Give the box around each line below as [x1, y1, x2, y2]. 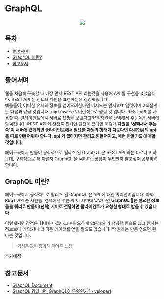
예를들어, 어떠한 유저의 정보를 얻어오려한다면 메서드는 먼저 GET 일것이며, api [5, 102, 150, 108]
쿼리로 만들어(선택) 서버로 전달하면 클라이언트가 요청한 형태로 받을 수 [14, 204, 144, 210]
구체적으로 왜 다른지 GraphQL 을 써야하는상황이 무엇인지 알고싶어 [15, 155, 141, 162]
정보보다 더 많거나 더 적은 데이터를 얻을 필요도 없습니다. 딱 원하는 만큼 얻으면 [5, 226, 151, 232]
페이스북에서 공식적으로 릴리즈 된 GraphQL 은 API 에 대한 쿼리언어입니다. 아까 [5, 192, 154, 198]
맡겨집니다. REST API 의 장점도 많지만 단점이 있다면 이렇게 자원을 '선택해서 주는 [5, 121, 157, 126]
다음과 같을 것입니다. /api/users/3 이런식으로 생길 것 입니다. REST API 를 [10, 108, 152, 114]
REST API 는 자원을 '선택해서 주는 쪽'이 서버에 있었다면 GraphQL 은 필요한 [5, 198, 151, 203]
